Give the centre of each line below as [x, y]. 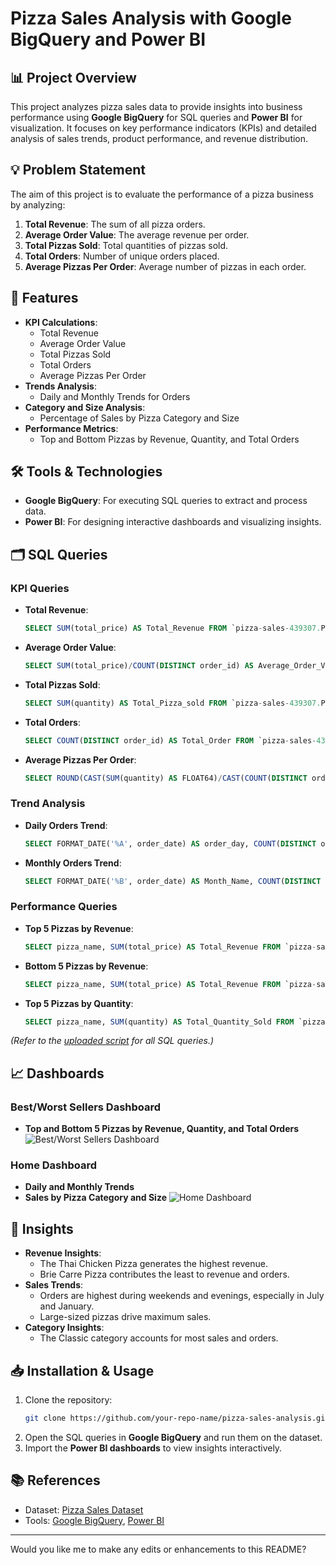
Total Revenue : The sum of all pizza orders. [115, 224]
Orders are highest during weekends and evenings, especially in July [182, 1296]
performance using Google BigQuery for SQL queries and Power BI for [156, 117]
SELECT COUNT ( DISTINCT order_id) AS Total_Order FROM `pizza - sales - [170, 740]
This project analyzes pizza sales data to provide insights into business [156, 106]
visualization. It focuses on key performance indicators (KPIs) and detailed [163, 128]
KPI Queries [40, 588]
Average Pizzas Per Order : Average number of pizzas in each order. [165, 266]
